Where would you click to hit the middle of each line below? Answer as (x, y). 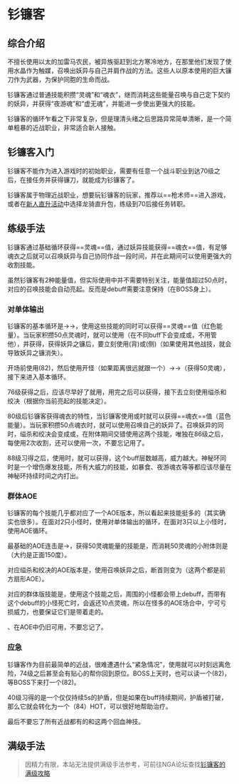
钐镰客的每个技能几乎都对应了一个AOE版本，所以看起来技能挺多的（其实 (113, 513)
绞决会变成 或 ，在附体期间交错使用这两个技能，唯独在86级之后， (133, 434)
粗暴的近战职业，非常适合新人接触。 (66, 128)
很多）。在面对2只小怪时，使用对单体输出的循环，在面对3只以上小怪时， (125, 522)
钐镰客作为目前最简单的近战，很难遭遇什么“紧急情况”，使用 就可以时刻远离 (116, 664)
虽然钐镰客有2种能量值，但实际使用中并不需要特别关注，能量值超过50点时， (119, 280)
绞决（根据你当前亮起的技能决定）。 (59, 401)
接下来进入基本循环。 (38, 377)
